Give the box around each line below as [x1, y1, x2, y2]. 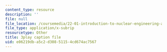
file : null [5, 16, 28, 21]
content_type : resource [5, 7, 55, 12]
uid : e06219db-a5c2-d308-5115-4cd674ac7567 [5, 40, 97, 45]
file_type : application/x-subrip [5, 26, 75, 31]
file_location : [5, 21, 37, 26]
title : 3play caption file [5, 35, 61, 40]
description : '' [5, 12, 39, 17]
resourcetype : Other [5, 30, 48, 35]
